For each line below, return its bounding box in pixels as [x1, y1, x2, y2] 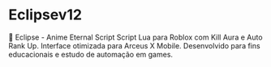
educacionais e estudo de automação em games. [8, 49, 173, 59]
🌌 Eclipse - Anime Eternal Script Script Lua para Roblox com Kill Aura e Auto [8, 32, 263, 42]
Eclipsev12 [8, 6, 83, 24]
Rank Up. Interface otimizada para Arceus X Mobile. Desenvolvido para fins [8, 40, 261, 50]
